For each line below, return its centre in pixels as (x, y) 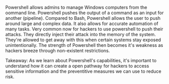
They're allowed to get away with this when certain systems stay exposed (83, 40)
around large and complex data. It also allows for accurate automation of (82, 23)
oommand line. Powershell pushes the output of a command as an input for (84, 13)
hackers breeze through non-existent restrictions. (58, 51)
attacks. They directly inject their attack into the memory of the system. (81, 34)
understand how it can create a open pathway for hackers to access (77, 66)
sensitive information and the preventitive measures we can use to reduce (83, 71)
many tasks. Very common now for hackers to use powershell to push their (84, 29)
